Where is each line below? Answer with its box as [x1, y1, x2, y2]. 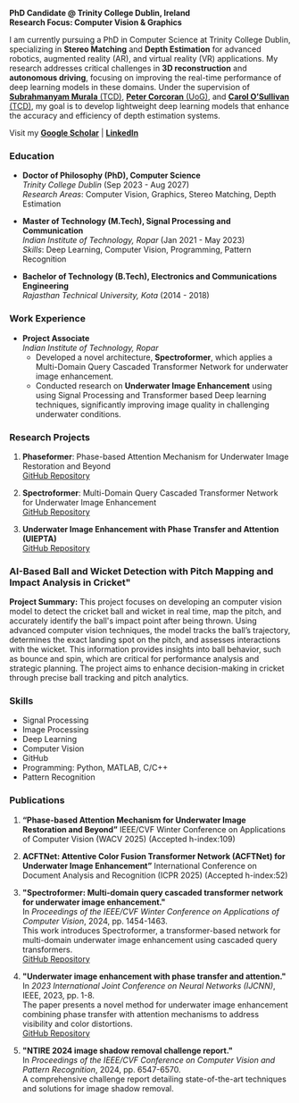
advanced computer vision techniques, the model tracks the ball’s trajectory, [9, 625, 291, 636]
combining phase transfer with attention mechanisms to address [21, 1008, 260, 1019]
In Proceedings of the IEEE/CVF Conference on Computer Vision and [21, 1054, 276, 1065]
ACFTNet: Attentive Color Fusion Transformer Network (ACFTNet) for [21, 850, 286, 861]
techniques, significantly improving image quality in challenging [35, 399, 270, 410]
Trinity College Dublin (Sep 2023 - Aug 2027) [21, 180, 190, 190]
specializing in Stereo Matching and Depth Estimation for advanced [9, 44, 262, 54]
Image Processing [21, 724, 89, 735]
